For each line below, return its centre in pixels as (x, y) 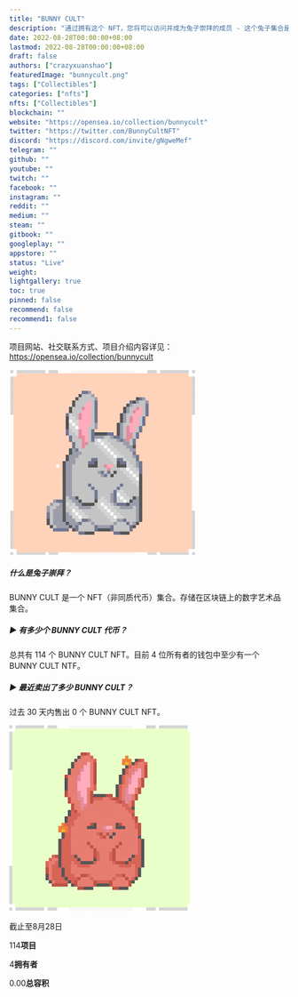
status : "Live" (37, 262)
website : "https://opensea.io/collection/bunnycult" (109, 122)
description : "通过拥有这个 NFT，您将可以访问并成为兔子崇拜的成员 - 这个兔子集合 (147, 28)
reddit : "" (29, 206)
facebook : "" (33, 188)
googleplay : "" (37, 244)
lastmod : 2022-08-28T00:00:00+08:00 (77, 47)
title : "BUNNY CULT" (47, 19)
